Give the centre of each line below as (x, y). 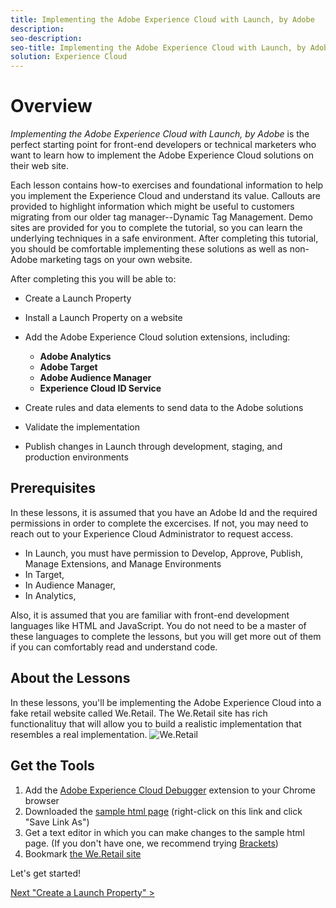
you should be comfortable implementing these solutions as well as (149, 249)
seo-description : (46, 38)
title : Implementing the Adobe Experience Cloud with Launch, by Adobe (162, 19)
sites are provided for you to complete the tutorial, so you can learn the (156, 228)
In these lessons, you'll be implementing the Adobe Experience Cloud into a (166, 702)
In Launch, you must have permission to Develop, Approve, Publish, (164, 553)
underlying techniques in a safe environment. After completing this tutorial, (164, 238)
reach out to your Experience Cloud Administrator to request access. (152, 533)
